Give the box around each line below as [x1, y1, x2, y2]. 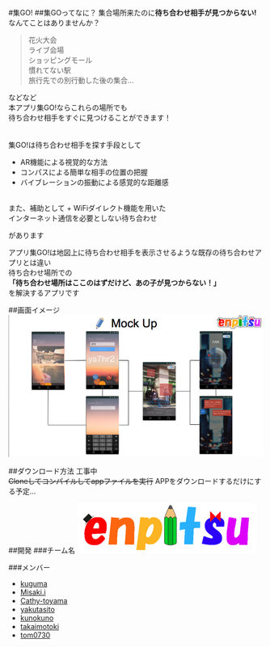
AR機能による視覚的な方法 [19, 158, 108, 166]
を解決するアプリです [8, 288, 79, 297]
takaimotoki [19, 622, 59, 632]
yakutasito [19, 605, 55, 615]
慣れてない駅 [27, 65, 71, 75]
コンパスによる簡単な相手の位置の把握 [19, 167, 148, 177]
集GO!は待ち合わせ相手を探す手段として [8, 141, 141, 149]
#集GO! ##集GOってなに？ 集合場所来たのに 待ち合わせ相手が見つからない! [8, 8, 257, 17]
